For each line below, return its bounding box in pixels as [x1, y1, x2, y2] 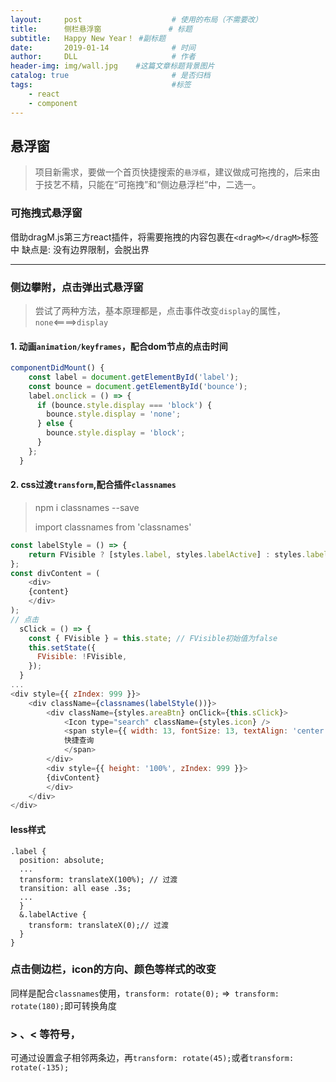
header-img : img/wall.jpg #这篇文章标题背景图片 [10, 61, 215, 71]
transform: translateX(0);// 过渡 [28, 920, 169, 930]
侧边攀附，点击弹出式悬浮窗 [10, 280, 144, 294]
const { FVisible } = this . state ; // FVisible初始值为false [28, 633, 278, 643]
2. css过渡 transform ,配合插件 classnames [10, 479, 177, 491]
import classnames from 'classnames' [34, 521, 192, 533]
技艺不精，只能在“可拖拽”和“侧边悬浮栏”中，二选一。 [43, 179, 262, 191]
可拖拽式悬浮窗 [10, 206, 83, 220]
